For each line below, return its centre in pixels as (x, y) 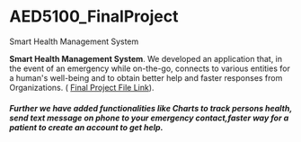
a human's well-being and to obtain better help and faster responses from (146, 77)
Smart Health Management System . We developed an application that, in (146, 58)
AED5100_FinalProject (94, 17)
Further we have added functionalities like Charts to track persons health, (151, 108)
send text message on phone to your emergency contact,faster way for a (149, 118)
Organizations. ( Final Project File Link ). (82, 87)
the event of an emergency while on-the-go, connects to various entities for (150, 68)
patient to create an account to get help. (86, 127)
